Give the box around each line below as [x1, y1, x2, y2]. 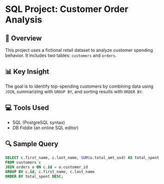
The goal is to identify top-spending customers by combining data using [5, 83, 154, 89]
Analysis [5, 14, 42, 25]
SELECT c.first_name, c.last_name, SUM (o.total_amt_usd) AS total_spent [5, 156, 160, 161]
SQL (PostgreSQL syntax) [12, 119, 65, 125]
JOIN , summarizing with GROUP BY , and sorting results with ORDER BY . [5, 88, 144, 94]
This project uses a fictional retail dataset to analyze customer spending [5, 47, 153, 53]
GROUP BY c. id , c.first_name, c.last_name [5, 170, 95, 175]
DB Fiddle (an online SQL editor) [12, 125, 79, 131]
